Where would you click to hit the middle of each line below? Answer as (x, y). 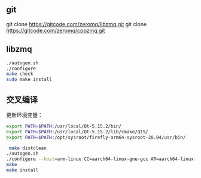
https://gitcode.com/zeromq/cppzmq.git (56, 30)
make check (20, 74)
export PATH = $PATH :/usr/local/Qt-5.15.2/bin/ (64, 126)
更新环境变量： (25, 115)
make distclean (28, 148)
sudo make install (29, 80)
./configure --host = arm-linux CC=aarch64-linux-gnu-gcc (77, 159)
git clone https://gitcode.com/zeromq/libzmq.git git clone (77, 24)
